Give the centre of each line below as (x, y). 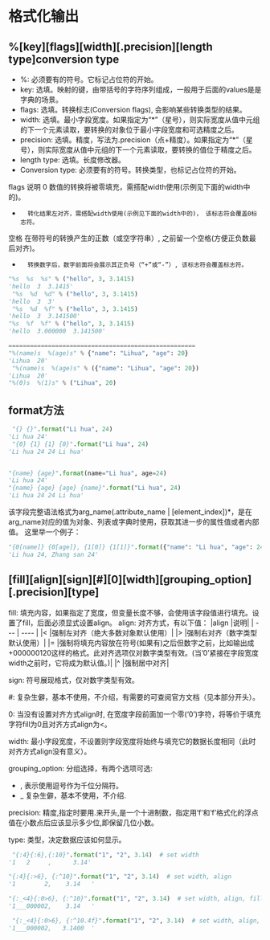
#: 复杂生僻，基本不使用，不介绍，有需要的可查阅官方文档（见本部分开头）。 (134, 697)
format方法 (36, 410)
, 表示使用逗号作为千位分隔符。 (71, 785)
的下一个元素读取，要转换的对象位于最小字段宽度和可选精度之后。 (129, 130)
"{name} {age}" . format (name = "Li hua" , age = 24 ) (88, 473)
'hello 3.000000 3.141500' (57, 331)
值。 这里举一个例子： (45, 532)
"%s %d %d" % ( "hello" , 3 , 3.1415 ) (75, 294)
